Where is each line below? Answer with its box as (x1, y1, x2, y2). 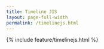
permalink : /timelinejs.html (6, 20, 79, 26)
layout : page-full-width (6, 14, 68, 20)
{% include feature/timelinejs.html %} (6, 36, 99, 44)
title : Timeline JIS (6, 8, 58, 15)
